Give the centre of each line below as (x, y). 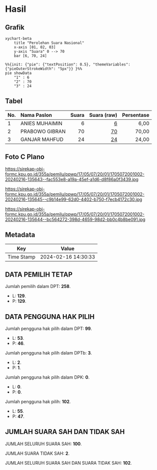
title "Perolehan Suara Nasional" (49, 43)
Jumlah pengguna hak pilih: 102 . (38, 402)
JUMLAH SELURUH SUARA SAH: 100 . (43, 444)
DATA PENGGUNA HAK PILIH (50, 317)
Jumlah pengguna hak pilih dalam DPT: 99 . (49, 328)
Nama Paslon (36, 115)
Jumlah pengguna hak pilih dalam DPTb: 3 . (49, 353)
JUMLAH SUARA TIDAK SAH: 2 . (37, 453)
